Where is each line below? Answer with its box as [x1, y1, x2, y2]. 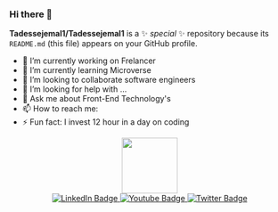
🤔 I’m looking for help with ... [21, 84, 127, 94]
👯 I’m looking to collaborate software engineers [21, 75, 196, 86]
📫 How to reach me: [21, 103, 99, 114]
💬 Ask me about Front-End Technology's [21, 94, 171, 104]
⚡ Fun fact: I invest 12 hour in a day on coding [21, 117, 190, 127]
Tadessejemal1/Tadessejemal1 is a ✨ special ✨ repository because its [9, 29, 269, 39]
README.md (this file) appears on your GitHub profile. [9, 38, 198, 49]
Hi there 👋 [9, 8, 53, 20]
